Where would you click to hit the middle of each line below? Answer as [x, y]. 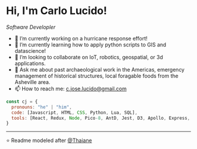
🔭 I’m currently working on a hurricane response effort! [81, 38]
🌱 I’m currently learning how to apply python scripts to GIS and [90, 45]
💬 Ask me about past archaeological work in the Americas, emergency [99, 69]
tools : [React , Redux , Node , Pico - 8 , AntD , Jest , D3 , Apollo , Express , [101, 118]
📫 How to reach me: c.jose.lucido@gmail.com [71, 89]
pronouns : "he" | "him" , [42, 107]
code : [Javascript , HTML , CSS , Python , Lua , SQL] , [74, 113]
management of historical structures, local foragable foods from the [96, 76]
